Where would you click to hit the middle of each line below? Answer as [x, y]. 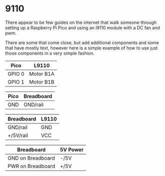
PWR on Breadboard [32, 166]
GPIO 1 [16, 82]
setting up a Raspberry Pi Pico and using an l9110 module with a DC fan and [82, 27]
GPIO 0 [16, 74]
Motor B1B [42, 82]
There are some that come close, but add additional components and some [82, 42]
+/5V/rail [18, 135]
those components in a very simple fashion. [50, 53]
